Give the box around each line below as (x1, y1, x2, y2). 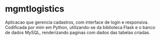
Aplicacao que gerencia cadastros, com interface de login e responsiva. (5, 19, 149, 25)
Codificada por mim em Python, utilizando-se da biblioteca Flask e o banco (5, 24, 156, 30)
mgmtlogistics (5, 3, 64, 14)
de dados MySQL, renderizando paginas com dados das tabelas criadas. (5, 29, 150, 35)
